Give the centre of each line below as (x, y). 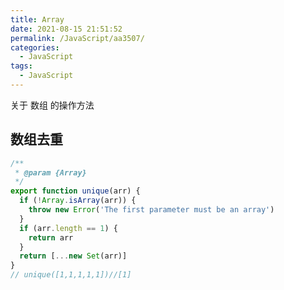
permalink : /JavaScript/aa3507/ (77, 38)
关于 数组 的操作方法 (52, 105)
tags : (21, 66)
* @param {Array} (50, 172)
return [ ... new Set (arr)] (73, 256)
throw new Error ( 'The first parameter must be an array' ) (151, 210)
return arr (51, 237)
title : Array (37, 19)
